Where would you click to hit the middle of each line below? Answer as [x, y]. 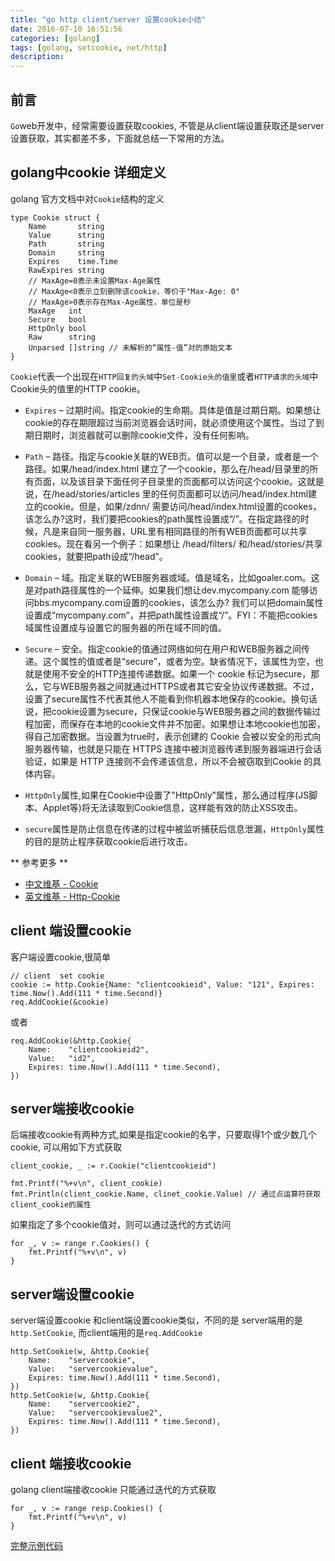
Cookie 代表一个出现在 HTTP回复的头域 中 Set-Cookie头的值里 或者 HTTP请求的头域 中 [164, 376]
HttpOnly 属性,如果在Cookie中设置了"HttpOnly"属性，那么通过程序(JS [167, 795]
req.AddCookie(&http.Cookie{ [71, 1041]
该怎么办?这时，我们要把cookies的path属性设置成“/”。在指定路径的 [162, 518]
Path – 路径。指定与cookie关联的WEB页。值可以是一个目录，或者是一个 [171, 456]
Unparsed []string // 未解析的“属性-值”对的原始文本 [130, 347]
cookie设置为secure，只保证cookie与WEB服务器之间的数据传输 [182, 711]
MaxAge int [55, 311]
